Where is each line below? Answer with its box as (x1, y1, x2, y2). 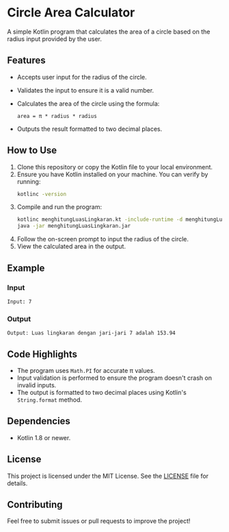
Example (7, 262, 45, 274)
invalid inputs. (16, 380, 57, 389)
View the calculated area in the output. (16, 242, 126, 251)
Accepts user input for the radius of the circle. (16, 73, 147, 81)
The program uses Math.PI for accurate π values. (16, 366, 155, 374)
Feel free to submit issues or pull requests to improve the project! (7, 517, 191, 525)
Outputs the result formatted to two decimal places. (16, 125, 163, 133)
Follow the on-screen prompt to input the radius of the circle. (16, 235, 189, 243)
